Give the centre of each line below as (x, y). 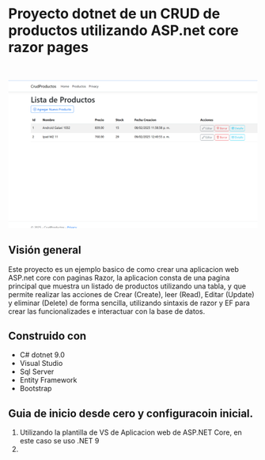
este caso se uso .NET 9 (59, 441)
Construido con (47, 336)
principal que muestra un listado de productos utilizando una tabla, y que (127, 286)
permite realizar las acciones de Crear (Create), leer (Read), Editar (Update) (131, 294)
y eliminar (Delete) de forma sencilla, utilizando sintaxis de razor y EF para (129, 303)
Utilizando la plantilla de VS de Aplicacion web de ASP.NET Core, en (131, 432)
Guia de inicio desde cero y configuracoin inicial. (131, 413)
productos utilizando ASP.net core (123, 30)
